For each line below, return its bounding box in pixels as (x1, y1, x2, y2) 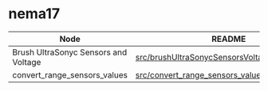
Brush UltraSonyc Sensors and (12, 47, 128, 58)
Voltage (12, 56, 41, 67)
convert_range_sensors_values (12, 69, 128, 80)
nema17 (8, 5, 61, 23)
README (211, 33, 246, 44)
